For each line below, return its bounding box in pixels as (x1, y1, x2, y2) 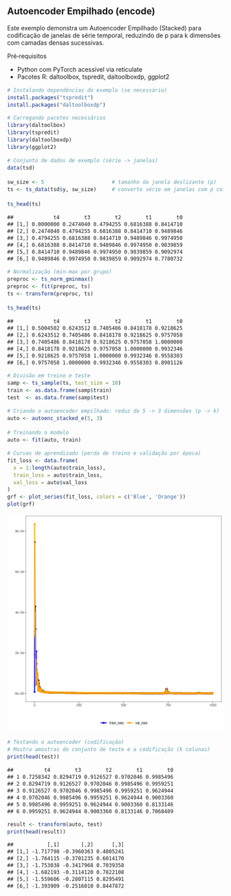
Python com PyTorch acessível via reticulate (16, 65, 143, 73)
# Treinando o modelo (7, 429, 69, 437)
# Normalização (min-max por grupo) (7, 268, 112, 275)
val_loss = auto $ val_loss (13, 479, 88, 486)
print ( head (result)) (7, 828, 67, 835)
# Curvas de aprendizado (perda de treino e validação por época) (7, 450, 201, 457)
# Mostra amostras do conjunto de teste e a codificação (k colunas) (7, 746, 211, 753)
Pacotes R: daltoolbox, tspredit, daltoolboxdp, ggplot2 (16, 72, 170, 81)
